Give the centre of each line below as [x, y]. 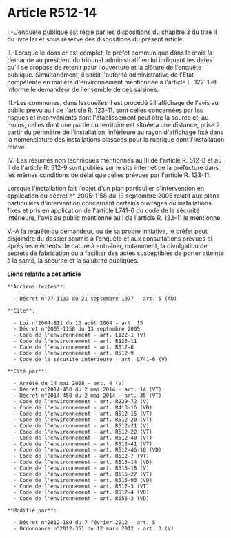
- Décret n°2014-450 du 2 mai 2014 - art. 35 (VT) [88, 396]
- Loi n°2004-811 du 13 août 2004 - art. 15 [78, 323]
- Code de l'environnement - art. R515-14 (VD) [83, 462]
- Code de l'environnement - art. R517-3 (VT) [81, 486]
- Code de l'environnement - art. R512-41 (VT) [83, 444]
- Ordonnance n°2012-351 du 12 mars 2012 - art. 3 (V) [94, 528]
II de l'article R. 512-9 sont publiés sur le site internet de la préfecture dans [113, 167]
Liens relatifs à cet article [44, 274]
